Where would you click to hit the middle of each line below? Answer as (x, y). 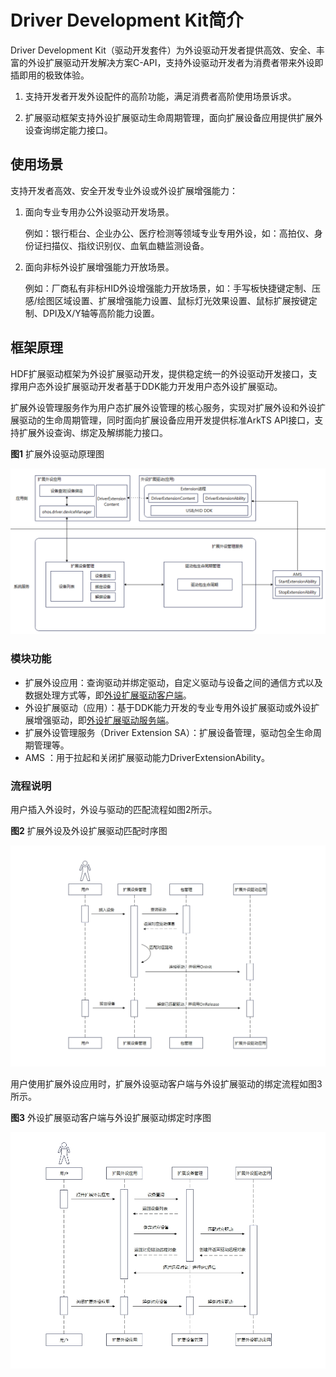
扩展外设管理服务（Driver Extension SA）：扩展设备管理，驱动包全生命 (168, 732)
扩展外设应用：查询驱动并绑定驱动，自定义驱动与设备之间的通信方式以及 (173, 682)
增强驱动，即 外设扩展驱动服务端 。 (104, 720)
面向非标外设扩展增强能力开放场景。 (99, 267)
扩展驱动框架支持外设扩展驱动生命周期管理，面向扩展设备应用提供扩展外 (173, 117)
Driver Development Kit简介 (127, 20)
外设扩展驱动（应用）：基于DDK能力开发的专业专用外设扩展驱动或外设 (168, 707)
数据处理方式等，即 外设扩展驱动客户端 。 (108, 695)
